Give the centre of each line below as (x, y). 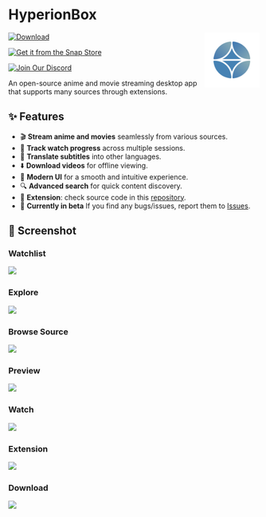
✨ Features (36, 117)
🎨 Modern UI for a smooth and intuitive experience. (104, 176)
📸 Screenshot (43, 231)
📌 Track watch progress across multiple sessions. (102, 148)
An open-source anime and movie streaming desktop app (103, 83)
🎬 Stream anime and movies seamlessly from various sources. (124, 136)
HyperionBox (53, 15)
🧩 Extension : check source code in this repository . (103, 197)
